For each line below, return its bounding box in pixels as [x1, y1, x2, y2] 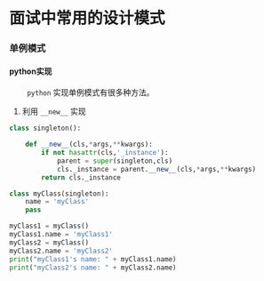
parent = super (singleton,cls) [56, 157, 173, 165]
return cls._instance [41, 173, 122, 182]
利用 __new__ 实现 [21, 106, 86, 116]
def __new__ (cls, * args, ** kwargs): [25, 140, 153, 149]
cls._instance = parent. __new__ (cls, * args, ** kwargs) [56, 165, 256, 173]
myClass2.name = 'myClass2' [9, 246, 114, 255]
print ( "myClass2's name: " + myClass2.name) [9, 263, 177, 272]
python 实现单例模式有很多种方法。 [26, 87, 155, 98]
